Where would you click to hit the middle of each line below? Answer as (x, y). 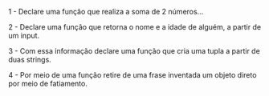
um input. (24, 36)
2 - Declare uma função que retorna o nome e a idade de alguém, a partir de (135, 27)
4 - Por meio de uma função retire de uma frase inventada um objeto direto (132, 75)
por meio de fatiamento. (48, 84)
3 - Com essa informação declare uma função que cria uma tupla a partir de (134, 51)
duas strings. (30, 60)
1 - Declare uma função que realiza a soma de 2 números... (106, 12)
